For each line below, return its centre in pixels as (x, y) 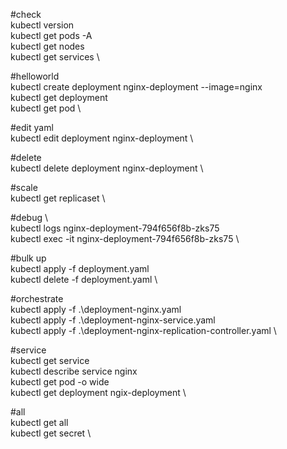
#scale (24, 187)
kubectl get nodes (47, 46)
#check (26, 14)
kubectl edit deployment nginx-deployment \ (102, 138)
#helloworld (35, 76)
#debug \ (29, 217)
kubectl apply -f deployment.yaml (80, 268)
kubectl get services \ (55, 57)
